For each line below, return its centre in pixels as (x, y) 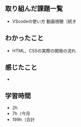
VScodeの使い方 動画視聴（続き (44, 21)
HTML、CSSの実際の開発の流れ (44, 50)
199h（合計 (23, 120)
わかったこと (24, 38)
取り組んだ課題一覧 (34, 9)
